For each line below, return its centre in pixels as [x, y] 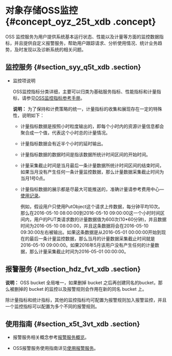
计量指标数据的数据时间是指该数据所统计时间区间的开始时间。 [85, 154]
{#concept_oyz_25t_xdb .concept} [81, 22]
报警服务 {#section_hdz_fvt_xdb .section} [73, 269]
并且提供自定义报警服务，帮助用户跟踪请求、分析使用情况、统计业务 [86, 43]
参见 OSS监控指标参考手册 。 [56, 98]
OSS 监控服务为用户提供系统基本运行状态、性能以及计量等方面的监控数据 [82, 36]
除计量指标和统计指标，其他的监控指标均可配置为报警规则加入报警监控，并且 [86, 300]
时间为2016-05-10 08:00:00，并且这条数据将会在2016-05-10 [84, 226]
